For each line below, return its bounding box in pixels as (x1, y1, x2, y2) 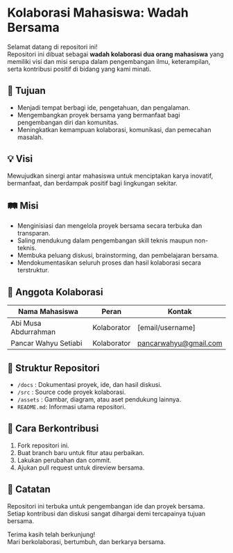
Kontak (167, 307, 192, 317)
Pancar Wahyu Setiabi (10, 338, 83, 348)
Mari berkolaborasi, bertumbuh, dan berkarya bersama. (7, 537, 166, 546)
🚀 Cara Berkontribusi (7, 422, 99, 435)
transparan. (17, 229, 51, 238)
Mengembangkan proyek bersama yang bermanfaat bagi (17, 110, 180, 119)
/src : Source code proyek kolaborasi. (17, 388, 126, 396)
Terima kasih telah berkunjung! (7, 530, 96, 538)
